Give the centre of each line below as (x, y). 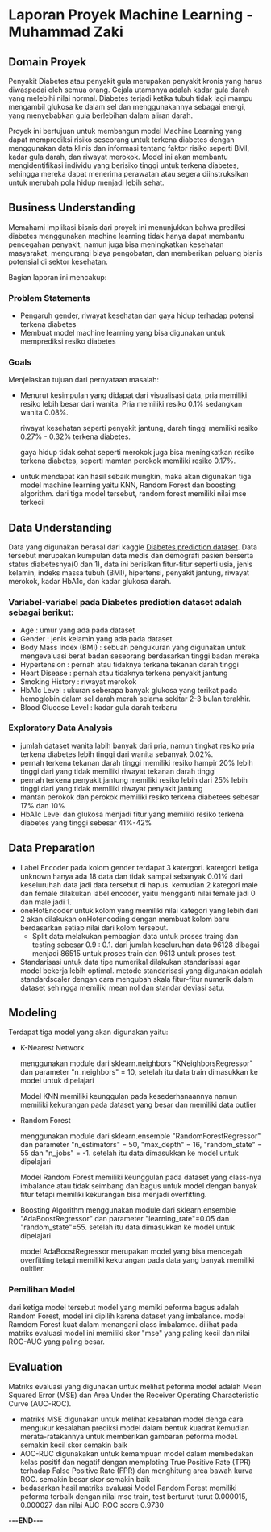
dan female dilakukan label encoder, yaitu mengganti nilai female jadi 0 (138, 893)
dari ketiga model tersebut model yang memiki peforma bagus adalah (124, 1307)
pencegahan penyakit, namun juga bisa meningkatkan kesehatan (116, 244)
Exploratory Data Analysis (60, 728)
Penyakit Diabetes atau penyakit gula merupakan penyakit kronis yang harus (135, 81)
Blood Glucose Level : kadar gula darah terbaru (98, 707)
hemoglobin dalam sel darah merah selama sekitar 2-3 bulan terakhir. (135, 699)
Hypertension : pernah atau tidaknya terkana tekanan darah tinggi (129, 664)
